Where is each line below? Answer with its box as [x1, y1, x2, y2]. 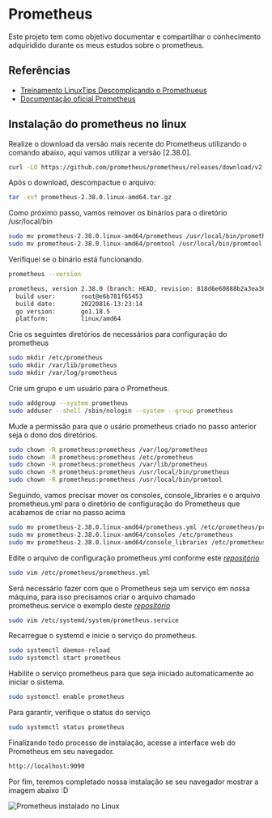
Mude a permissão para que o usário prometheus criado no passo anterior [8, 421, 257, 431]
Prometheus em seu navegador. [8, 746, 115, 756]
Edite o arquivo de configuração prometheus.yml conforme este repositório [8, 552, 260, 563]
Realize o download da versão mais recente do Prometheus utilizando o [8, 138, 247, 148]
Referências [8, 64, 71, 78]
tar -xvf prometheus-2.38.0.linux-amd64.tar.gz [8, 194, 172, 202]
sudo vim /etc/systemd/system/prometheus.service [8, 616, 180, 624]
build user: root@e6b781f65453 [15, 292, 143, 300]
